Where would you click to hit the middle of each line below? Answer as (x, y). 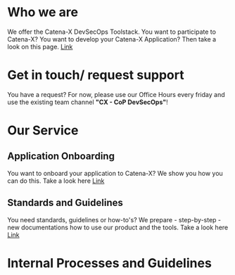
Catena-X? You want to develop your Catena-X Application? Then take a (112, 39)
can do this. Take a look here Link (56, 181)
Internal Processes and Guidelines (110, 263)
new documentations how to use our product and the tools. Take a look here (118, 227)
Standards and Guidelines (65, 203)
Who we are (43, 12)
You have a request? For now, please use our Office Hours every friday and (116, 94)
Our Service (43, 130)
